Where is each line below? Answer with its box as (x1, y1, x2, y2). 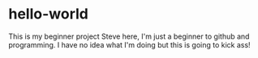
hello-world (8, 5, 89, 23)
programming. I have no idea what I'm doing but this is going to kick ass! (8, 39, 251, 49)
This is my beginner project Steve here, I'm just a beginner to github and (8, 31, 250, 41)
